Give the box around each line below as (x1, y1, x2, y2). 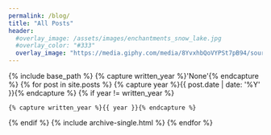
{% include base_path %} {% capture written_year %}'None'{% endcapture (8, 72, 260, 80)
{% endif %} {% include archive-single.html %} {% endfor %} (8, 118, 214, 127)
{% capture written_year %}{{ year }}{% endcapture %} (8, 104, 197, 112)
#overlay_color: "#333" (15, 42, 95, 50)
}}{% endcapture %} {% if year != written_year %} (8, 88, 175, 97)
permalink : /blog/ (8, 11, 70, 20)
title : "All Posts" (8, 19, 74, 27)
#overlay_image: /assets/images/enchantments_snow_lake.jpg (15, 34, 222, 43)
